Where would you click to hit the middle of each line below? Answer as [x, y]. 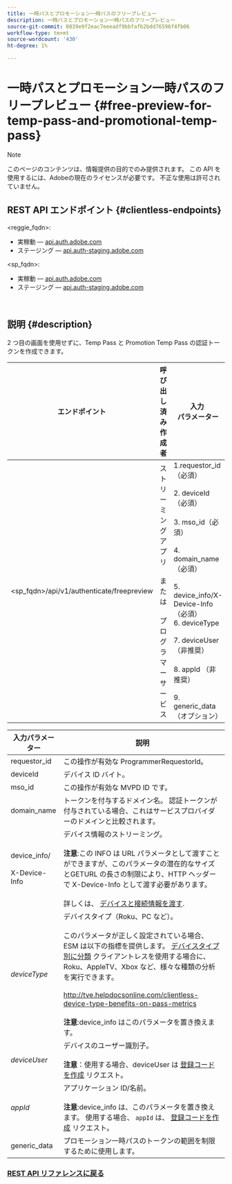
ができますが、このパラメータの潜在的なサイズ [139, 863]
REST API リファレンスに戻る [56, 1174]
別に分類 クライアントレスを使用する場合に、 [137, 956]
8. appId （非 [195, 669]
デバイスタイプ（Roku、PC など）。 [120, 917]
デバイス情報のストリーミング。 [115, 834]
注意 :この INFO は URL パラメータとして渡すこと [142, 853]
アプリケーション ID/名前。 [107, 1088]
